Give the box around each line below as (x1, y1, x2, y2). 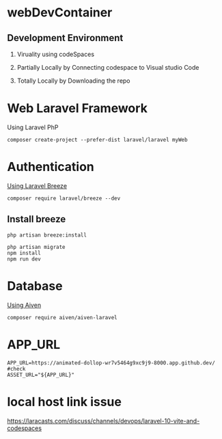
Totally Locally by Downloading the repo (16, 77, 131, 85)
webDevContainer (7, 5, 113, 21)
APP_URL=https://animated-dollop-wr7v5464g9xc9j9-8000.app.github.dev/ (7, 359, 215, 367)
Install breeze (7, 213, 66, 225)
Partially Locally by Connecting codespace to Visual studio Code (16, 64, 199, 71)
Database (7, 278, 63, 293)
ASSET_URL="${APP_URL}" (7, 371, 75, 378)
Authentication (7, 159, 94, 175)
